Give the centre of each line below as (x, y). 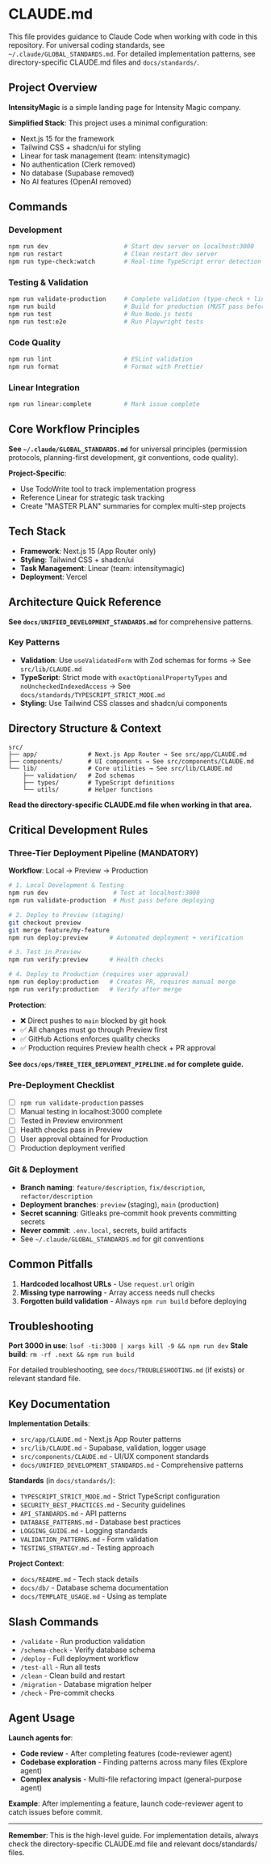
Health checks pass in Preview (71, 1130)
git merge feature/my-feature (59, 930)
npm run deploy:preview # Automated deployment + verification (126, 938)
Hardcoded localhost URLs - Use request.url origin (107, 1283)
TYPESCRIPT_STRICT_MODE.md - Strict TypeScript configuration (120, 1496)
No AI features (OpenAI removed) (75, 181)
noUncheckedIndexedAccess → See (75, 686)
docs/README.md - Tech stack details (79, 1579)
